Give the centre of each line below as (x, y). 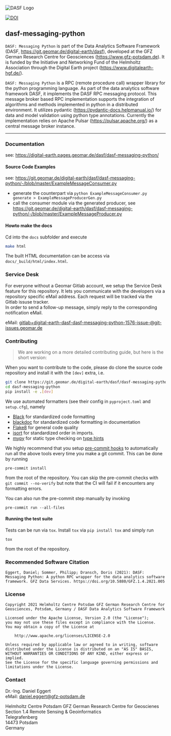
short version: (32, 357)
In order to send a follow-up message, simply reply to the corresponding (81, 307)
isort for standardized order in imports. (53, 433)
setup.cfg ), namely (25, 406)
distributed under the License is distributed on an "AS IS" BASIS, (79, 649)
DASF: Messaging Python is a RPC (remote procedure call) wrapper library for (85, 83)
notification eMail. (24, 312)
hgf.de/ (13, 73)
